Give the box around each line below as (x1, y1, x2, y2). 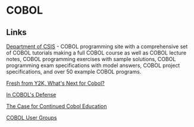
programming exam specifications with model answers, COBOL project (6, 62, 180, 69)
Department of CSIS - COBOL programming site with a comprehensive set (6, 43, 188, 50)
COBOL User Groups (6, 114, 57, 121)
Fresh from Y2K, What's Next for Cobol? (6, 80, 105, 87)
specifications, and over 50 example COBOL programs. (6, 68, 142, 75)
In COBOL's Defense (6, 91, 57, 98)
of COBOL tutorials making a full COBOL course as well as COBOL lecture (6, 49, 187, 56)
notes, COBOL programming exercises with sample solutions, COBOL (6, 56, 176, 62)
